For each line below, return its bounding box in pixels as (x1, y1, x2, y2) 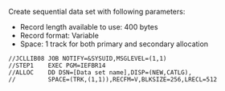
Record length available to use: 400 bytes (19, 22, 158, 31)
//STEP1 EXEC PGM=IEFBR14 (8, 61, 106, 69)
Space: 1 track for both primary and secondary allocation (19, 39, 209, 49)
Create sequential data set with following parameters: (8, 7, 186, 16)
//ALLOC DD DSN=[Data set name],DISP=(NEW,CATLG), (8, 69, 193, 77)
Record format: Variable (19, 31, 99, 40)
